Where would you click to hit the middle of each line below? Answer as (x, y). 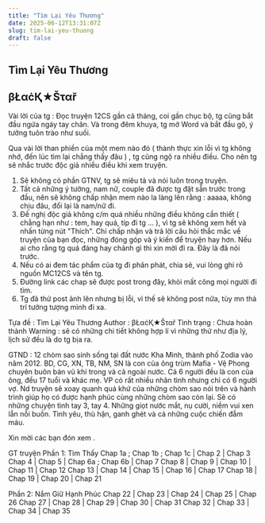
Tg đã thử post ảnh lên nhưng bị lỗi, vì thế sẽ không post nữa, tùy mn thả (138, 299)
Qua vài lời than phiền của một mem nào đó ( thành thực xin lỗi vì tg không (130, 149)
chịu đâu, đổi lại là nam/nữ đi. (68, 206)
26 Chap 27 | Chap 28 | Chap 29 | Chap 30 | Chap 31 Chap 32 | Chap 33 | (129, 502)
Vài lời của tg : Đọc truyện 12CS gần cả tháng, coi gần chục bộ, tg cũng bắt (131, 116)
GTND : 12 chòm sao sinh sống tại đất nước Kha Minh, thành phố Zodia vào (131, 355)
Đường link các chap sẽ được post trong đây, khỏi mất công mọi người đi (138, 282)
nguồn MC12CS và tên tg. (61, 273)
